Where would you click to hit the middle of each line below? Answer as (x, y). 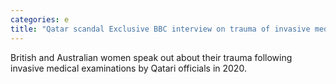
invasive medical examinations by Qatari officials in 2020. (128, 68)
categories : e (40, 19)
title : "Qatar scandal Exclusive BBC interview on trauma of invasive (160, 29)
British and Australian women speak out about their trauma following (151, 57)
